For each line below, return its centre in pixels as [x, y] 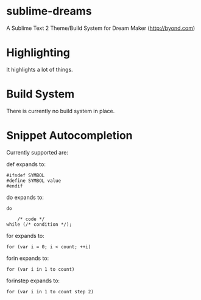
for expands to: [25, 235]
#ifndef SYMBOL [26, 175]
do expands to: [25, 197]
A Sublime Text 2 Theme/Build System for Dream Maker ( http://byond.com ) [101, 28]
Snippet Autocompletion [69, 136]
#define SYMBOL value [34, 181]
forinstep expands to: [33, 281]
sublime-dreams [49, 11]
